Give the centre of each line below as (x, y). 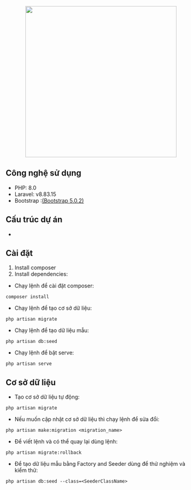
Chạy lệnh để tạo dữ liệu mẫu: (52, 330)
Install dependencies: (41, 274)
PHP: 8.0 (25, 188)
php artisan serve (29, 364)
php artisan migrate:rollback (44, 453)
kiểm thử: (26, 470)
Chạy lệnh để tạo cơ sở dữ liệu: (53, 308)
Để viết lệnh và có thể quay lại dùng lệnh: (66, 442)
